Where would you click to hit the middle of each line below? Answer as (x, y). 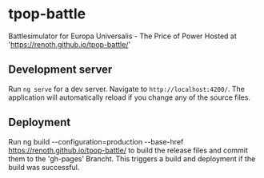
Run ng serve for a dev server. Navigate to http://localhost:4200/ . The (127, 89)
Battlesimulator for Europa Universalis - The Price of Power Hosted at (123, 36)
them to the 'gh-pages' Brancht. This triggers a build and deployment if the (132, 158)
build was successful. (44, 167)
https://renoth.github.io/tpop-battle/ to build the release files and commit (128, 150)
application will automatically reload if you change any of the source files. (129, 97)
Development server (60, 70)
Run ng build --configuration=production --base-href (96, 141)
